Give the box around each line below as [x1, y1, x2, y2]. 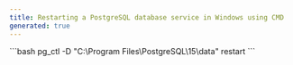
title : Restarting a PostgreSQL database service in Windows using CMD [9, 12, 284, 22]
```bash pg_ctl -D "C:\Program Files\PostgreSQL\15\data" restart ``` [9, 45, 256, 56]
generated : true [9, 21, 70, 30]
